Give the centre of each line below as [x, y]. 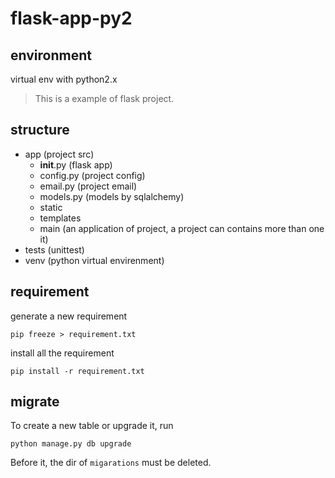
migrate [35, 402]
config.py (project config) [92, 175]
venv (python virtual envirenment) [94, 260]
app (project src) [59, 154]
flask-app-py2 [71, 18]
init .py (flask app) [76, 164]
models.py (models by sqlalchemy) [112, 196]
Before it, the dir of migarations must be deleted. [111, 463]
